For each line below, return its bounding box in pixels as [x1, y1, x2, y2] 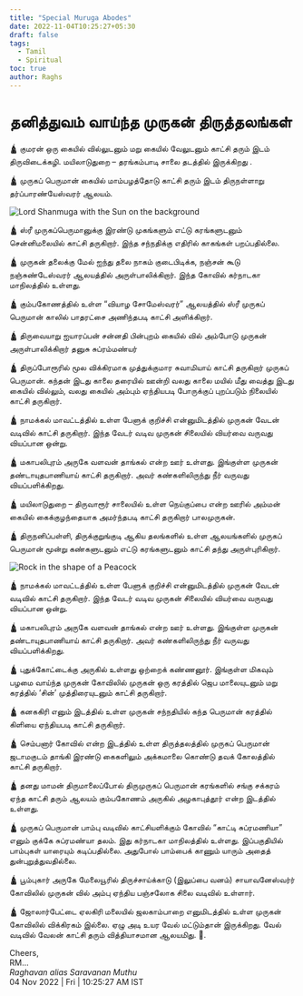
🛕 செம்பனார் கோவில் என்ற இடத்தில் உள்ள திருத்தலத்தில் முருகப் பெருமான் [9, 738, 270, 749]
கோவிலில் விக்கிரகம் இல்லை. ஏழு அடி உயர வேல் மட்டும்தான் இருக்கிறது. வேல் [9, 919, 282, 930]
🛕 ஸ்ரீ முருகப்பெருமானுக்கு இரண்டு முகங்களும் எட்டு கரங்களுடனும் [9, 224, 242, 235]
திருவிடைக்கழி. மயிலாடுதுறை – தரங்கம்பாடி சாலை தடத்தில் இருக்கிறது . [9, 156, 252, 166]
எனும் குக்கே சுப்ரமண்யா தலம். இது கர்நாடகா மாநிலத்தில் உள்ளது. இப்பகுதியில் [9, 834, 284, 846]
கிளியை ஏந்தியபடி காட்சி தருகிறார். [9, 719, 125, 729]
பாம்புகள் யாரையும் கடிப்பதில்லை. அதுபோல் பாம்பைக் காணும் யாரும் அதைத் [9, 845, 271, 856]
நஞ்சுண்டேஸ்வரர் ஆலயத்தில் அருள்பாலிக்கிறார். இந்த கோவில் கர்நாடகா [9, 269, 261, 280]
